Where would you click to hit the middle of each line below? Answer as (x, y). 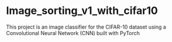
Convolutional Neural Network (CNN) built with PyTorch (73, 33)
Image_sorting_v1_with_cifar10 (82, 11)
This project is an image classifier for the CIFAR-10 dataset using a (86, 27)
